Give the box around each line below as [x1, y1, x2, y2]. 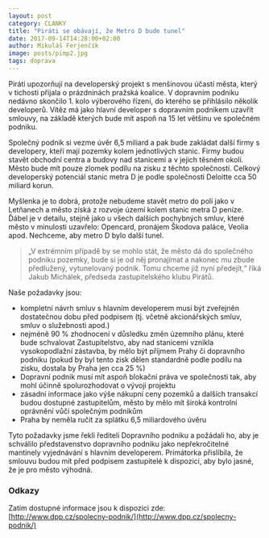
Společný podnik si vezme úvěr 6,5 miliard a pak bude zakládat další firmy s [8, 137, 260, 147]
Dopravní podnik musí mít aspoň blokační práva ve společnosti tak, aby [19, 372, 257, 381]
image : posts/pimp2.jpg [8, 49, 89, 57]
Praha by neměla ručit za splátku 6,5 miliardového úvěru [19, 414, 207, 424]
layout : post [8, 11, 52, 20]
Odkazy [8, 485, 40, 496]
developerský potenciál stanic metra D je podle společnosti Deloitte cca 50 [8, 171, 257, 182]
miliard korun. [8, 180, 54, 190]
